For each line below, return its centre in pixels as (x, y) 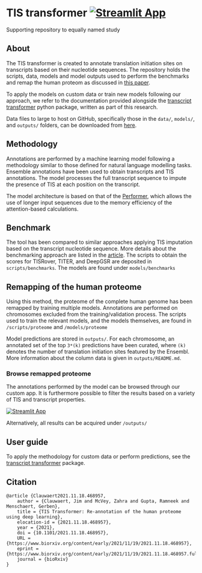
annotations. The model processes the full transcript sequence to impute (96, 178)
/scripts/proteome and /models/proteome (57, 327)
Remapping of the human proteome (74, 287)
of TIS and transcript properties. (46, 400)
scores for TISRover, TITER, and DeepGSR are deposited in (79, 261)
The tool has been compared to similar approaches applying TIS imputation (99, 242)
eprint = (28, 549)
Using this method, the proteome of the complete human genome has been (99, 301)
